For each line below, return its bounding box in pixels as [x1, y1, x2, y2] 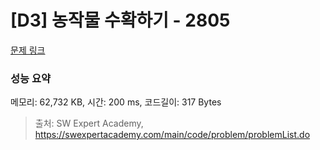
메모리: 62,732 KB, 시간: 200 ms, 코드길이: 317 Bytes [10, 96, 222, 108]
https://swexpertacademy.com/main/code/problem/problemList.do [34, 129, 311, 141]
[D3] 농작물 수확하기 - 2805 [10, 9, 231, 32]
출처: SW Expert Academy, [34, 117, 144, 130]
